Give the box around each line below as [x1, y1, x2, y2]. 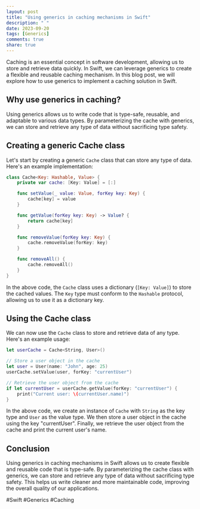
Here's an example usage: [6, 335, 70, 343]
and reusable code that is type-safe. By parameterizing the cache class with [6, 466, 194, 473]
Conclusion [6, 443, 50, 454]
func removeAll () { [17, 256, 66, 263]
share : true [6, 42, 36, 48]
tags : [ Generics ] [6, 31, 50, 37]
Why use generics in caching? [6, 95, 121, 105]
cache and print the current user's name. [6, 426, 107, 433]
